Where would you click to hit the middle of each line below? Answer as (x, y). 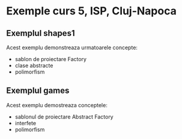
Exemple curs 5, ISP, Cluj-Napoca (92, 11)
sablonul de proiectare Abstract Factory (64, 117)
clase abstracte (34, 65)
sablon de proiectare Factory (51, 59)
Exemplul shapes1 (41, 33)
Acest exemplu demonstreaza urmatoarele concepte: (72, 47)
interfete (26, 123)
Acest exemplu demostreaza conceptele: (57, 105)
